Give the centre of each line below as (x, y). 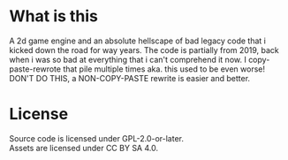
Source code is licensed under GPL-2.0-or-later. (96, 138)
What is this (54, 16)
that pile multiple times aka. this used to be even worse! (164, 69)
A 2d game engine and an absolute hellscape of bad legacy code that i (138, 41)
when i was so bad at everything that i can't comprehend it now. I (128, 59)
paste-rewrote (35, 69)
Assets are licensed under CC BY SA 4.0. (84, 148)
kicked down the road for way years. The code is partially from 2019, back (144, 50)
